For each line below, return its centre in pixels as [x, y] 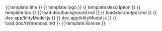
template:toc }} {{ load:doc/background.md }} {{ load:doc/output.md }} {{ [81, 12]
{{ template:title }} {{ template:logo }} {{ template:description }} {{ [73, 7]
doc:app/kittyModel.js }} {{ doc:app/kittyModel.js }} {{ [61, 18]
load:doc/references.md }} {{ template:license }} [55, 23]
